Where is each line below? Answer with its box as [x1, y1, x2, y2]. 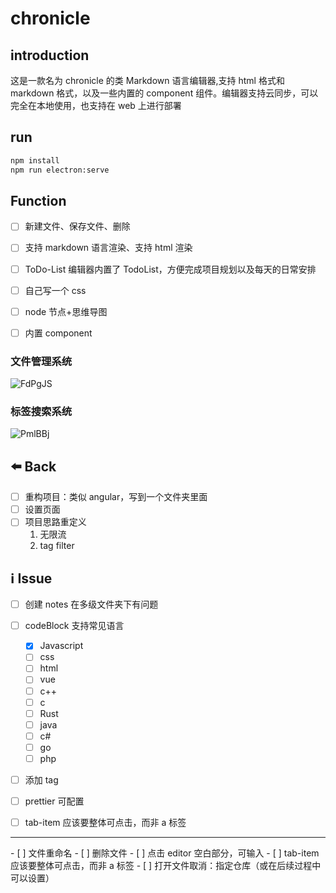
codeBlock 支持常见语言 [24, 620, 125, 632]
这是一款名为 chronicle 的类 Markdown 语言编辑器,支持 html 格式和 [10, 75, 285, 86]
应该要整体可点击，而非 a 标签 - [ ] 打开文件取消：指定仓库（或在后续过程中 [10, 860, 322, 872]
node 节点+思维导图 [24, 305, 108, 317]
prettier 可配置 [24, 795, 85, 807]
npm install [10, 155, 60, 166]
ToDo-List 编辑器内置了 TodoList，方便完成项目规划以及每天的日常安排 [24, 263, 317, 275]
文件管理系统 [10, 354, 73, 368]
